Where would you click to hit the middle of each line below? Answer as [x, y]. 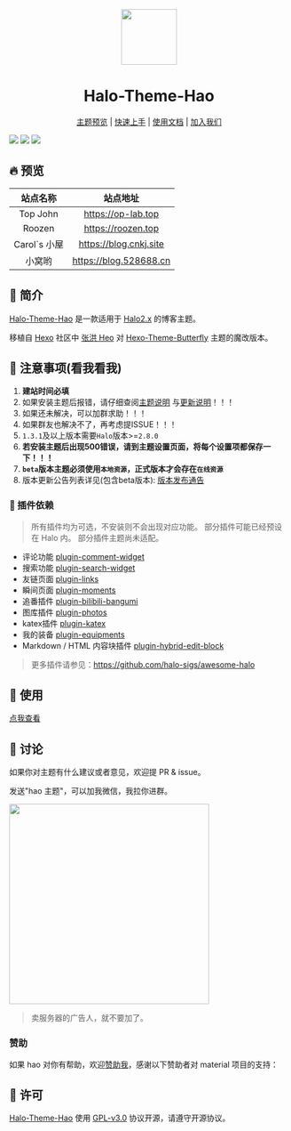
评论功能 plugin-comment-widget [83, 556]
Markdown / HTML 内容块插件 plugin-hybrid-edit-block [123, 645]
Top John [39, 214]
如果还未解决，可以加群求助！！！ [84, 414]
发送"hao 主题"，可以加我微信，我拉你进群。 [91, 791]
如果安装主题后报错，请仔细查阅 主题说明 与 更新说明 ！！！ [128, 402]
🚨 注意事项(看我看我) [66, 368]
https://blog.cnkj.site [121, 244]
